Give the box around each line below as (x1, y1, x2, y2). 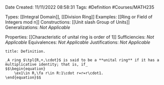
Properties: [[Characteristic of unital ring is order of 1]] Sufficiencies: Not (5, 34, 155, 40)
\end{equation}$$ (5, 75, 41, 80)
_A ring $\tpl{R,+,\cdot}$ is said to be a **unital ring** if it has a (5, 58, 160, 63)
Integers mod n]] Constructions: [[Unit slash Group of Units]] (5, 19, 130, 25)
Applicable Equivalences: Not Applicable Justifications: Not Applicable (5, 39, 151, 45)
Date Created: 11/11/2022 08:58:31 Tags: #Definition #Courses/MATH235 (5, 4, 155, 10)
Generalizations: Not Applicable (5, 24, 71, 30)
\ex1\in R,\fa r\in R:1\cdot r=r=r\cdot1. (14, 71, 104, 76)
